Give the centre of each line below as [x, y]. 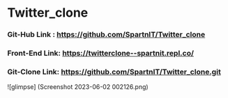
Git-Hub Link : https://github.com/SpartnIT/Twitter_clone [106, 35]
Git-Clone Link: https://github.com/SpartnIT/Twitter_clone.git [114, 72]
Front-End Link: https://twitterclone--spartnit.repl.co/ [100, 54]
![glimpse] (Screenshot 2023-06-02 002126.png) [78, 87]
